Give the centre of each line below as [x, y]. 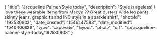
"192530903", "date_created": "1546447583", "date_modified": [68, 22]
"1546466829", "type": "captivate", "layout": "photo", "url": [64, 27]
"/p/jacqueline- [140, 27]
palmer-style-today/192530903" [37, 33]
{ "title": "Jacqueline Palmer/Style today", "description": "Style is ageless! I [80, 7]
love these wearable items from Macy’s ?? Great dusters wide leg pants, [77, 12]
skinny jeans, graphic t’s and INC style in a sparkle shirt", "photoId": [73, 17]
